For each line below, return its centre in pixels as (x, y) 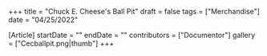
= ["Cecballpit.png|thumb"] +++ (61, 43)
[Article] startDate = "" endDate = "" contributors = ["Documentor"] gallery (132, 35)
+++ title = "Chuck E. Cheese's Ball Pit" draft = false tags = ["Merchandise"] (134, 11)
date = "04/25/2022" (43, 20)
